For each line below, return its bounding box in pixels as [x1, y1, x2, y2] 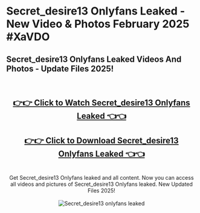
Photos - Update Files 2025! [6, 64, 114, 74]
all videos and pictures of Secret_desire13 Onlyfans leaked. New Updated [10, 180, 193, 188]
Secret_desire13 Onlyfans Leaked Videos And [6, 54, 182, 64]
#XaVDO [6, 30, 50, 44]
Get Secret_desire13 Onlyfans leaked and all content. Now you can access [8, 174, 195, 182]
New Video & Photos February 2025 [6, 17, 190, 31]
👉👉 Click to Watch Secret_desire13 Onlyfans [13, 98, 190, 108]
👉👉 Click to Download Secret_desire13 [24, 135, 179, 146]
